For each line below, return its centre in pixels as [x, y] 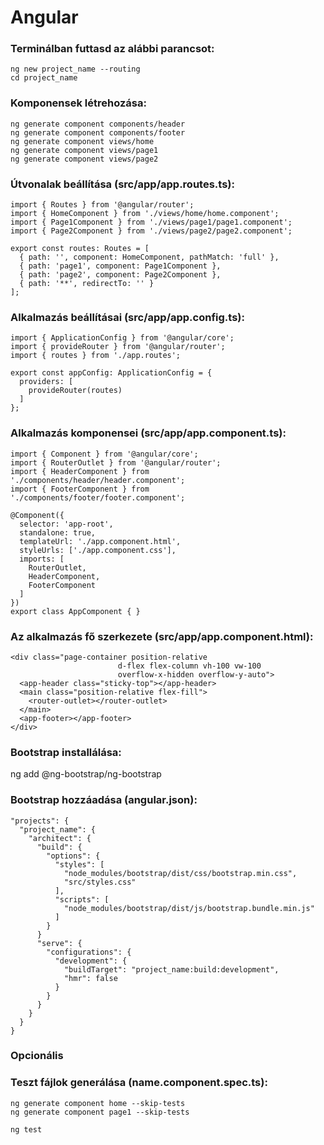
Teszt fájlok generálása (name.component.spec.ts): [139, 1083]
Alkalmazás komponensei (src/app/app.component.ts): [148, 433]
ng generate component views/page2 [84, 159]
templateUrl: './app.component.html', [100, 541]
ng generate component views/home [82, 141]
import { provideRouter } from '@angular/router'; [118, 347]
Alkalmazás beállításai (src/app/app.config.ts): [127, 317]
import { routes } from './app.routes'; [96, 356]
